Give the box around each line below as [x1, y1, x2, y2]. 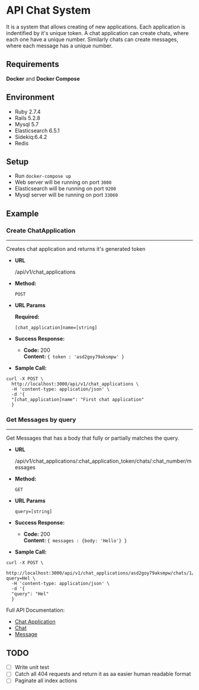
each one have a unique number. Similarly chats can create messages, [6, 36, 179, 43]
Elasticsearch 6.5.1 [14, 127, 60, 134]
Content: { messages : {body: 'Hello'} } [23, 537, 127, 544]
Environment [6, 93, 55, 103]
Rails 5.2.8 [14, 114, 40, 122]
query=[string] [14, 508, 53, 515]
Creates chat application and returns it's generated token [6, 246, 146, 253]
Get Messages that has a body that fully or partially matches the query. [6, 434, 179, 442]
